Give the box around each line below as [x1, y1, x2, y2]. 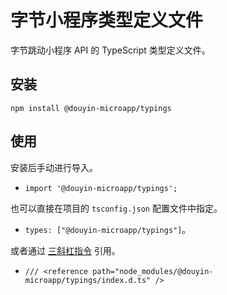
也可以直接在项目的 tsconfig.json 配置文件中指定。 [10, 202, 223, 214]
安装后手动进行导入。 [10, 161, 98, 173]
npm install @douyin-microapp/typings [10, 103, 172, 113]
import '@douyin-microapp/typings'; [24, 183, 178, 193]
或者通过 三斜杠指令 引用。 [10, 244, 121, 256]
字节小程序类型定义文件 [10, 9, 204, 32]
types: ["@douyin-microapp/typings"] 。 [24, 223, 192, 235]
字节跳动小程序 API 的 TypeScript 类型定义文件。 [10, 44, 211, 56]
